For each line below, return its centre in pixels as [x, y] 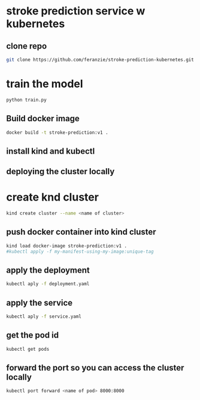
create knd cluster [52, 197]
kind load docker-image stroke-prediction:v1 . [67, 246]
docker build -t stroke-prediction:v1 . [57, 132]
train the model [45, 84]
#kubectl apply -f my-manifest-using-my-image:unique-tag [80, 251]
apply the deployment [48, 270]
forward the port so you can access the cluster [95, 368]
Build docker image [43, 119]
